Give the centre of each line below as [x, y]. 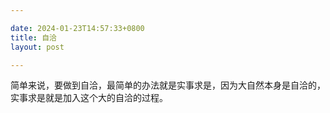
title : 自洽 [33, 37]
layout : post [37, 47]
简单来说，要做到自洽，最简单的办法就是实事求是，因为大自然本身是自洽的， [168, 85]
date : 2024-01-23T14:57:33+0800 [77, 28]
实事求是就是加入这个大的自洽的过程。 [89, 98]
